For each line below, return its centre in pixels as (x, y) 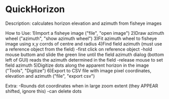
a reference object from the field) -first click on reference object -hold (79, 49)
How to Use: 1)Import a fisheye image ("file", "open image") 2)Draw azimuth (85, 33)
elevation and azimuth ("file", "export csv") (50, 76)
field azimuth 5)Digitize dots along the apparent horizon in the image (77, 65)
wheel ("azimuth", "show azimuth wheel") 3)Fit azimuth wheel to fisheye (81, 38)
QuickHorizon (35, 9)
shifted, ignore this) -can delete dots (44, 91)
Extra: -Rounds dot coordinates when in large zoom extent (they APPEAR (82, 86)
